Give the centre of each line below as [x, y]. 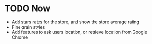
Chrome [20, 37]
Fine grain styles [28, 27]
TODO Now [28, 8]
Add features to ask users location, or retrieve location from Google [79, 32]
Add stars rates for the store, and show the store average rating [76, 22]
